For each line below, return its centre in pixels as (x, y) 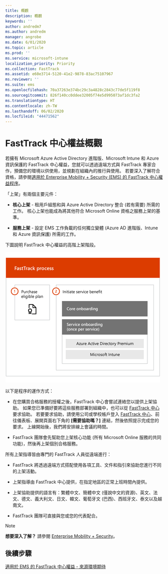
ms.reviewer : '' (22, 80)
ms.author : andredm (26, 32)
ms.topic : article (24, 48)
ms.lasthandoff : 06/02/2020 (35, 111)
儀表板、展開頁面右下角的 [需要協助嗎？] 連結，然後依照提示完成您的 (88, 420)
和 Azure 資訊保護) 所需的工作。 (45, 234)
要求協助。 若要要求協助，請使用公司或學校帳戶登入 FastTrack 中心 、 (84, 414)
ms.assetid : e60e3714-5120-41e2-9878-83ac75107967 (59, 74)
